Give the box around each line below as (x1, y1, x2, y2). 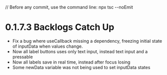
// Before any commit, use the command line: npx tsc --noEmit (5, 4, 133, 10)
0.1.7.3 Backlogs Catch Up (5, 22, 115, 33)
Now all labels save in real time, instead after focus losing (12, 59, 131, 65)
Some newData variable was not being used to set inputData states (12, 64, 151, 70)
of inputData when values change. (12, 43, 83, 49)
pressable (12, 54, 33, 60)
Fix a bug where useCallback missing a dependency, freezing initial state (12, 38, 163, 44)
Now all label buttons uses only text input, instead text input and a (12, 48, 148, 54)
